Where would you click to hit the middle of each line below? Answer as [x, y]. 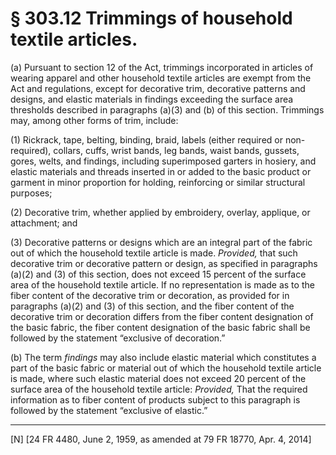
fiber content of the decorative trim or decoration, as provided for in [150, 295]
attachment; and [44, 223]
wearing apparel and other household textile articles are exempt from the [161, 78]
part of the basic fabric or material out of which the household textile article [166, 368]
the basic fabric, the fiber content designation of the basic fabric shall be [160, 327]
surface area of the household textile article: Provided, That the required [159, 389]
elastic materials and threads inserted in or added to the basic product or [161, 171]
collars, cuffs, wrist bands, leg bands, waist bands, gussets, [176, 150]
